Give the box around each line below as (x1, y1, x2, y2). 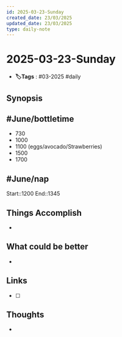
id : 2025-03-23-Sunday (6, 9, 64, 15)
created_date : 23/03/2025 (6, 15, 72, 21)
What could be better (6, 242, 88, 252)
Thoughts (6, 309, 45, 320)
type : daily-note (6, 26, 51, 32)
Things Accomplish (6, 207, 82, 218)
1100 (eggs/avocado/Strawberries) (15, 143, 102, 150)
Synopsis (6, 93, 43, 103)
